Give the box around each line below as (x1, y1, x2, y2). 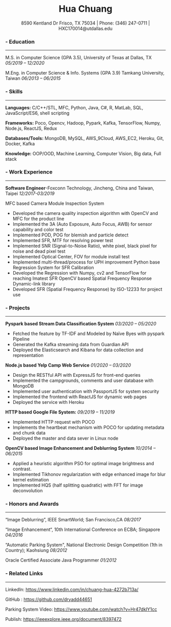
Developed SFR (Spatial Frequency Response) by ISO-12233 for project (12, 286, 162, 292)
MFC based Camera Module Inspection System (5, 200, 104, 206)
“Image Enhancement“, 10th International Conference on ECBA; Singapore (5, 526, 160, 533)
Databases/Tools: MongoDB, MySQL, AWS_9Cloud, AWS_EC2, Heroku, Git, (5, 135, 164, 141)
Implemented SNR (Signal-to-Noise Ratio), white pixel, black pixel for (12, 243, 157, 249)
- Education (5, 38, 35, 45)
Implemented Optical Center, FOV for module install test (12, 253, 130, 259)
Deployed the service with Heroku (12, 399, 84, 405)
